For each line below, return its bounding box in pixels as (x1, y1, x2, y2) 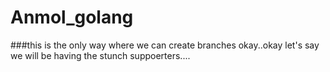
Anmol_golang (10, 6, 134, 29)
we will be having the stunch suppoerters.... (10, 49, 191, 61)
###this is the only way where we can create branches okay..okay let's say (10, 39, 320, 51)
